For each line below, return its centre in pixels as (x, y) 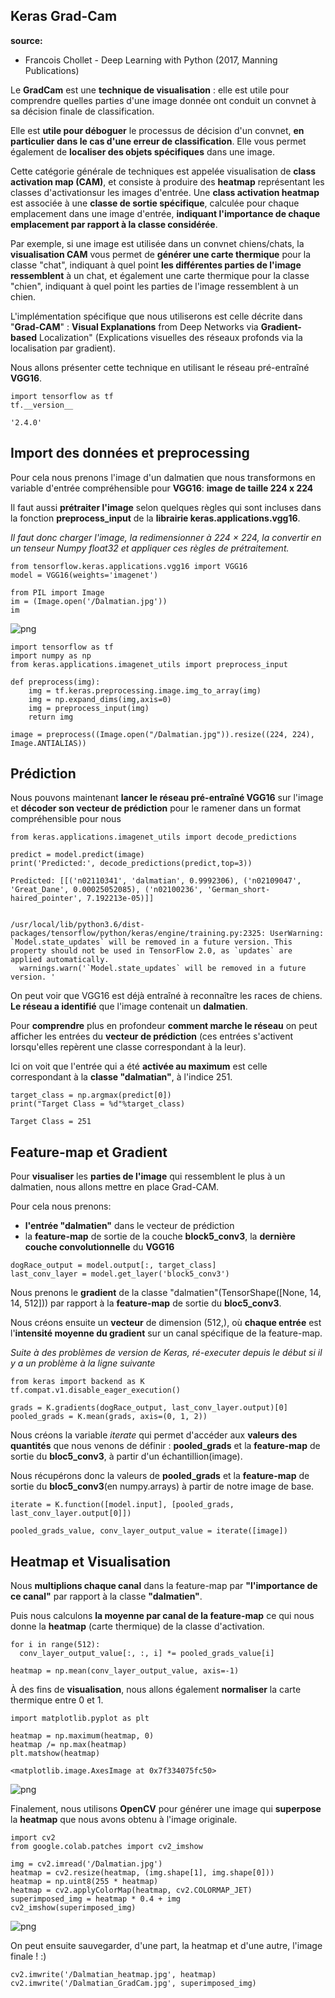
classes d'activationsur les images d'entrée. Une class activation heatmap (165, 192)
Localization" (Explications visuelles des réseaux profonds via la (171, 337)
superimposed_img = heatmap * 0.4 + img (96, 1899)
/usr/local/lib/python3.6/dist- (77, 925)
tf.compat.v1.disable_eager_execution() (96, 1390)
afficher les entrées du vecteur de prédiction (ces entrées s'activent (152, 1036)
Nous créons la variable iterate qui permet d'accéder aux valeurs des (154, 1435)
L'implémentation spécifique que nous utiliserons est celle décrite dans (156, 316)
